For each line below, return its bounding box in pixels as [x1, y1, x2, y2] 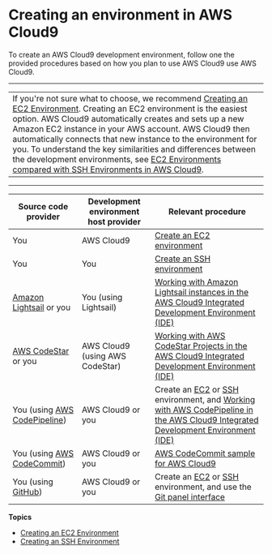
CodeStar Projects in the [155, 340, 248, 351]
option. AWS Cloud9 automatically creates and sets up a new [12, 113, 244, 124]
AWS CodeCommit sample [155, 448, 256, 459]
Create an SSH [155, 253, 211, 264]
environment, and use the [155, 481, 253, 492]
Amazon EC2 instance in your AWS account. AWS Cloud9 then [12, 123, 251, 135]
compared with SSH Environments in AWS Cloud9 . [12, 164, 204, 175]
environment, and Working [155, 393, 256, 405]
